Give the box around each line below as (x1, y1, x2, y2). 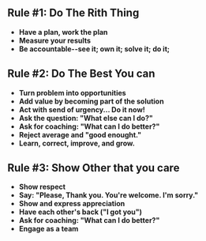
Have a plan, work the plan (18, 27, 108, 36)
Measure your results (18, 36, 92, 45)
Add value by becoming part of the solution (18, 96, 164, 106)
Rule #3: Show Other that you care (7, 161, 180, 175)
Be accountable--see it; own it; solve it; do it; (18, 43, 170, 54)
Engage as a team (18, 224, 79, 234)
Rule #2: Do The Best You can (7, 67, 155, 81)
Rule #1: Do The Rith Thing (7, 6, 140, 20)
